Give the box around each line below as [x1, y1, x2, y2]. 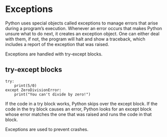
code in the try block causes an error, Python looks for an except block [5, 106, 152, 112]
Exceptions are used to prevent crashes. [5, 126, 89, 132]
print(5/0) [14, 83, 37, 88]
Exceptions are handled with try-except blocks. [5, 51, 103, 57]
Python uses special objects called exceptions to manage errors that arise [5, 20, 158, 26]
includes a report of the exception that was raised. [5, 41, 109, 47]
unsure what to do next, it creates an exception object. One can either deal [5, 30, 159, 36]
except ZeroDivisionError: [5, 87, 62, 92]
